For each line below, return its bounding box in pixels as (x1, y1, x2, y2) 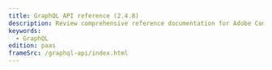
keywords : (8, 27, 42, 35)
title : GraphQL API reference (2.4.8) (8, 11, 139, 20)
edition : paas (8, 42, 57, 50)
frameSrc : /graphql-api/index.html (8, 49, 129, 57)
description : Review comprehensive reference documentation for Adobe (8, 19, 252, 27)
